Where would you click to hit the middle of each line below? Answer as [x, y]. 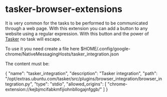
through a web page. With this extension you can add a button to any [76, 28]
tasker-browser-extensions [64, 9]
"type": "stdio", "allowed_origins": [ [70, 84]
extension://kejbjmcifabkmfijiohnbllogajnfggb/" [54, 89]
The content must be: [27, 63]
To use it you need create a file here [42, 48]
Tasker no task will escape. [33, 39]
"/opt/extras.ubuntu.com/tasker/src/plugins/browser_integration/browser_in [83, 78]
